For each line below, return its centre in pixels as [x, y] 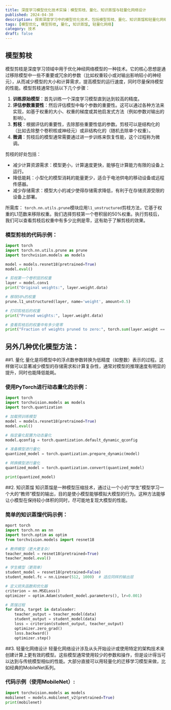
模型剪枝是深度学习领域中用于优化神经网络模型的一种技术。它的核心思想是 [83, 69]
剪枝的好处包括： [23, 154]
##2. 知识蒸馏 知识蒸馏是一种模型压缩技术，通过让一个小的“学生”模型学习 [82, 487]
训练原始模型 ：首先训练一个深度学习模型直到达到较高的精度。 [77, 99]
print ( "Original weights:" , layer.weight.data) [57, 288]
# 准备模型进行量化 [23, 449]
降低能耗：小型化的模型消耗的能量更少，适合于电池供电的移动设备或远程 [88, 177]
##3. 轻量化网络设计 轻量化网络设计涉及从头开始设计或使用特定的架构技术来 [85, 648]
